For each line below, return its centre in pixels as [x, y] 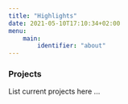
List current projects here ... [54, 92]
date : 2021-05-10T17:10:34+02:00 [64, 23]
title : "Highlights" [43, 16]
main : [32, 38]
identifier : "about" [72, 46]
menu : [17, 31]
